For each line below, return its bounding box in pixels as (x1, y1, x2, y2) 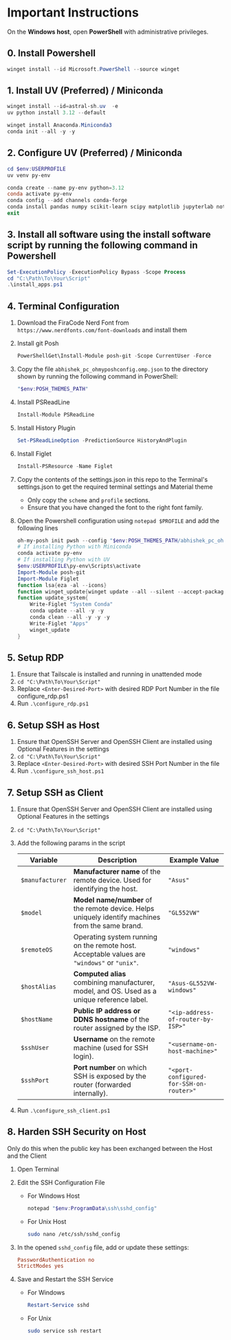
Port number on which (73, 1062, 147, 1072)
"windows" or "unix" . (73, 958, 139, 967)
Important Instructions (7, 5, 139, 21)
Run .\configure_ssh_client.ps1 (16, 1106, 111, 1114)
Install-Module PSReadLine (16, 411, 95, 418)
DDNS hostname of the (73, 1014, 150, 1024)
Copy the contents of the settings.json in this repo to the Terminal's (16, 475, 208, 483)
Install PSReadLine (16, 397, 70, 406)
